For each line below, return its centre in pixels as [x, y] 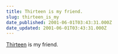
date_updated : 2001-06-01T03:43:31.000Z [57, 28]
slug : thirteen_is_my [33, 17]
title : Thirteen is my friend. [45, 11]
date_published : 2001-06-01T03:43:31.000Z [59, 22]
